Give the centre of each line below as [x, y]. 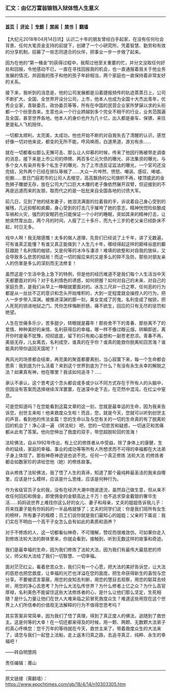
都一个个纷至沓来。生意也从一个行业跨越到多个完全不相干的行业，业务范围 [83, 112]
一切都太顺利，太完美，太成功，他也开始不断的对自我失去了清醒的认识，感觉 [85, 135]
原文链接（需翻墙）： [26, 678]
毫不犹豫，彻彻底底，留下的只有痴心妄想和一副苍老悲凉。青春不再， [94, 336]
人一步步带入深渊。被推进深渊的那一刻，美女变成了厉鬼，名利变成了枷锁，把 [85, 299]
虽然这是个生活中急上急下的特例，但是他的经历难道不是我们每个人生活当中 [83, 274]
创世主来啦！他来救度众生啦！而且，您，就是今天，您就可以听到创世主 [92, 412]
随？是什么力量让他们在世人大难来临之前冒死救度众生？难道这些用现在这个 [83, 598]
